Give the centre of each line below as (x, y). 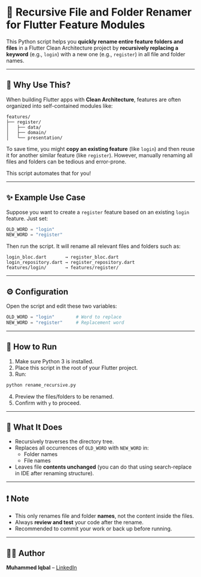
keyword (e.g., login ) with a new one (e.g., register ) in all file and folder (96, 54)
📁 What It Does (34, 427)
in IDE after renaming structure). (54, 473)
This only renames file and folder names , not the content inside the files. (104, 516)
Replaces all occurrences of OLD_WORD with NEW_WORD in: (82, 448)
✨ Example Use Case (46, 198)
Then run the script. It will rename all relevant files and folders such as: (94, 246)
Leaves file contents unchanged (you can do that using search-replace (103, 467)
